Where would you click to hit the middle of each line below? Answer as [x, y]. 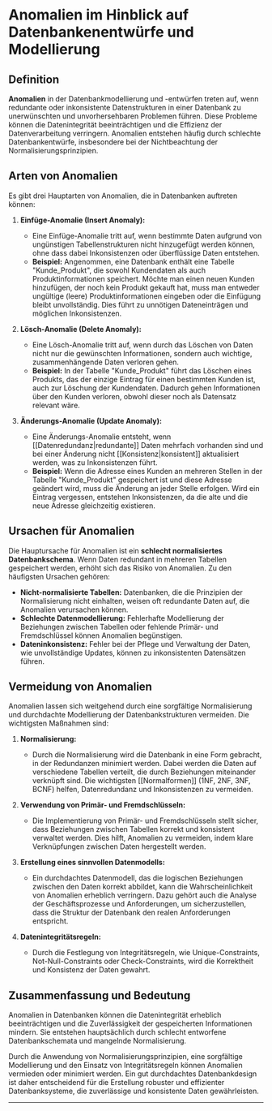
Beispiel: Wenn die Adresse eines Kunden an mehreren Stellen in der [147, 471]
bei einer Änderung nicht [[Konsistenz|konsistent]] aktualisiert [136, 454]
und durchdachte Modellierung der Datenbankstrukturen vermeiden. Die [129, 715]
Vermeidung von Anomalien [80, 687]
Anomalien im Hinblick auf [98, 15]
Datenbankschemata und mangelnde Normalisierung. [98, 1041]
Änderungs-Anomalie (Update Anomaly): [91, 420]
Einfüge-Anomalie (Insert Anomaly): [83, 220]
